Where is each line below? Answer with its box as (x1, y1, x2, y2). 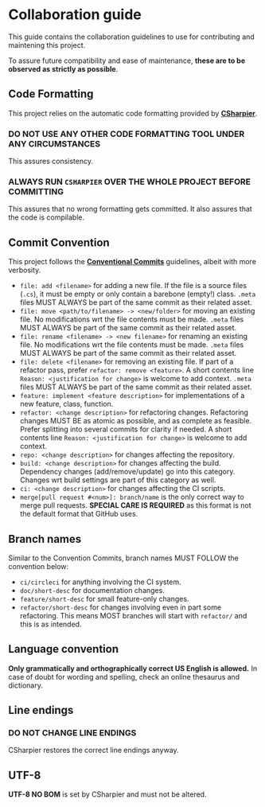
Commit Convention (8, 236, 110, 249)
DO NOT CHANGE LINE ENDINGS (8, 727, 137, 739)
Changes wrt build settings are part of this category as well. (19, 475, 216, 485)
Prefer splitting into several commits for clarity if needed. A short (19, 424, 232, 435)
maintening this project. (8, 40, 86, 49)
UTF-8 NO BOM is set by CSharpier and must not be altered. (8, 789, 207, 799)
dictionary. (8, 680, 44, 690)
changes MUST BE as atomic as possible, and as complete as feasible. (19, 416, 252, 426)
